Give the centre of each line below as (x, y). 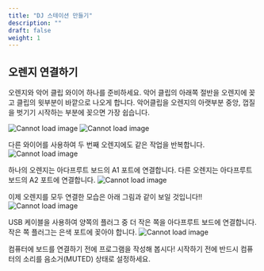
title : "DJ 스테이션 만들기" (50, 15)
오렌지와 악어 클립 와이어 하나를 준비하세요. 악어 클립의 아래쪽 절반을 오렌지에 (128, 93)
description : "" (35, 23)
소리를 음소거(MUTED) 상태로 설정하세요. (86, 259)
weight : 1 (25, 38)
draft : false (30, 30)
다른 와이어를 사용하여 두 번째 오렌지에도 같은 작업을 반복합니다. (107, 145)
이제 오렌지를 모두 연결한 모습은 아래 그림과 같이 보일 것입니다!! (105, 197)
